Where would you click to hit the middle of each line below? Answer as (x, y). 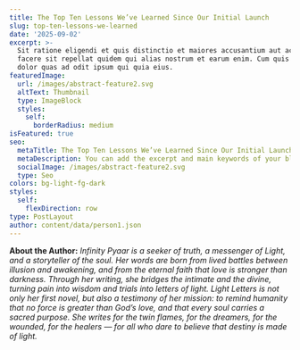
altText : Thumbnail (54, 92)
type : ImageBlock (50, 100)
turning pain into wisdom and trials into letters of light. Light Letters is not (144, 288)
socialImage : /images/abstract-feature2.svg (101, 167)
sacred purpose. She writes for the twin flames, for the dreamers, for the (143, 317)
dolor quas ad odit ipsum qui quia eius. (96, 68)
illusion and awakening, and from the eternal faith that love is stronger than (148, 270)
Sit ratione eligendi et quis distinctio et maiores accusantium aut (149, 51)
